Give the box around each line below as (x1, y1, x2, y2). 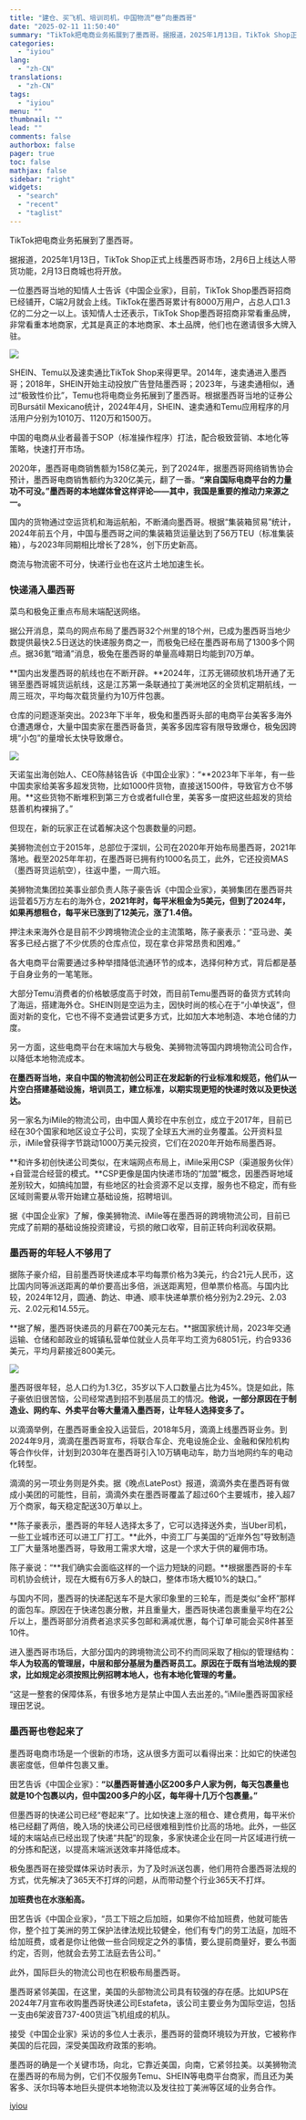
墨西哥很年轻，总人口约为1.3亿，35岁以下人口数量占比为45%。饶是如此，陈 (9, 1382, 295, 1393)
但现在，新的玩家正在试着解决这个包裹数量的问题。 (9, 823, 201, 834)
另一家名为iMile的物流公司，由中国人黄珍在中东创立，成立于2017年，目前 (9, 1115, 284, 1126)
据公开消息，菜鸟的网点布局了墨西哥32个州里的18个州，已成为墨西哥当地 (9, 626, 283, 637)
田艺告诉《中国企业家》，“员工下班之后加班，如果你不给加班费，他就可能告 (9, 1913, 289, 1924)
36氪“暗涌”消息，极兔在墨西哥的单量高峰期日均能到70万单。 (33, 649, 260, 660)
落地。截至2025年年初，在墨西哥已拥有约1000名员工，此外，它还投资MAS (9, 854, 289, 865)
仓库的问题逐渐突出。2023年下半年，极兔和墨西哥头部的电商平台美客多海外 (9, 710, 293, 721)
